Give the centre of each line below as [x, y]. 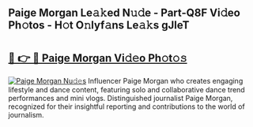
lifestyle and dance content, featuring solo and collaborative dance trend [126, 90]
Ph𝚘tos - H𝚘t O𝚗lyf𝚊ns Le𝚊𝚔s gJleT [99, 26]
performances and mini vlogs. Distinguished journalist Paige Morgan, [121, 98]
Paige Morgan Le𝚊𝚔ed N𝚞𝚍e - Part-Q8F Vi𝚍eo [125, 13]
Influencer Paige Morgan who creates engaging [166, 81]
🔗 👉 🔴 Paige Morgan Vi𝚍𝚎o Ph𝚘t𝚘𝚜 [98, 58]
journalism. [26, 115]
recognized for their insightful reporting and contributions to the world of [126, 106]
